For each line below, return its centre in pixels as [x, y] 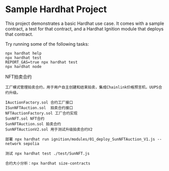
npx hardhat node [23, 66]
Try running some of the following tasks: [47, 44]
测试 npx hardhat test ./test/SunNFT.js [47, 153]
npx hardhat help [23, 53]
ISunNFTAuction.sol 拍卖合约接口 [39, 108]
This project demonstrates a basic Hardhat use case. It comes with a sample [85, 23]
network [13, 144]
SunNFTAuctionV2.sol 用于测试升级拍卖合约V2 [49, 129]
